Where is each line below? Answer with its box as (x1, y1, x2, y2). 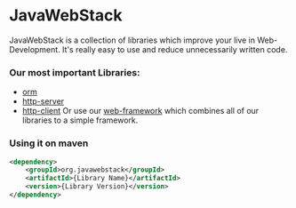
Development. (9, 44, 60, 54)
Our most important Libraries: (9, 66, 140, 78)
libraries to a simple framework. (21, 115, 139, 125)
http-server (21, 96, 65, 107)
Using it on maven (9, 137, 89, 149)
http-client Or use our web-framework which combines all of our (21, 106, 260, 116)
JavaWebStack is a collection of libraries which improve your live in (9, 35, 256, 45)
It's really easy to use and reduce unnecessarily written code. (61, 44, 288, 54)
